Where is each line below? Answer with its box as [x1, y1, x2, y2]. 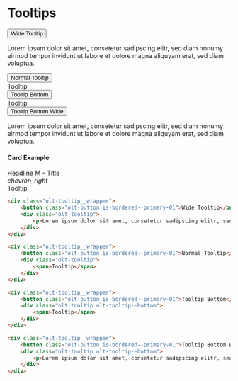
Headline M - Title [7, 169, 60, 178]
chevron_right [7, 176, 48, 185]
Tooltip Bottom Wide [11, 108, 64, 115]
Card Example [7, 153, 50, 161]
